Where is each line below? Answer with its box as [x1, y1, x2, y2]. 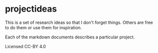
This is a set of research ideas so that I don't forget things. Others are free [5, 19, 153, 25]
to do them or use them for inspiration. [5, 24, 82, 30]
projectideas [5, 3, 57, 15]
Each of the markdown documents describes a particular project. [5, 34, 135, 40]
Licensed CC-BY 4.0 [5, 43, 46, 49]
